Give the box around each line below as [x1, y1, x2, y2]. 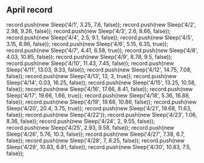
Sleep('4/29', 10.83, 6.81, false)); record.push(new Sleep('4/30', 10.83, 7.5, [6, 143, 191, 150]
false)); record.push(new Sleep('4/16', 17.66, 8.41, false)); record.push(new [6, 85, 193, 93]
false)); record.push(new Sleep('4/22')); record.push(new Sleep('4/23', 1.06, [6, 111, 197, 118]
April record [6, 5, 53, 15]
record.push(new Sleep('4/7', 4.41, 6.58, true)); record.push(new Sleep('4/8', [6, 47, 199, 54]
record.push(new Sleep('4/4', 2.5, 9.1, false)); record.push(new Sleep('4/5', [6, 33, 194, 41]
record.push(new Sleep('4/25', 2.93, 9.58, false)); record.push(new [6, 124, 175, 131]
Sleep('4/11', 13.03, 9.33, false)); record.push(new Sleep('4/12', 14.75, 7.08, [6, 66, 192, 73]
